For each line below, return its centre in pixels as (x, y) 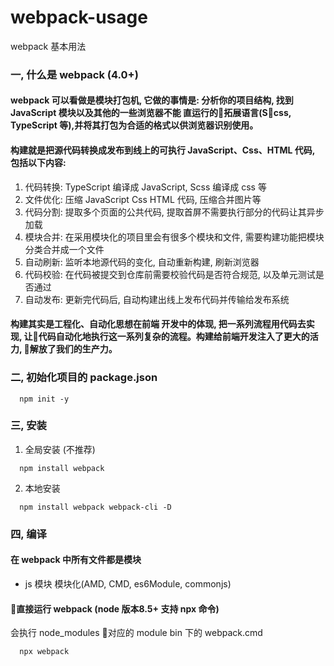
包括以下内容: (38, 163)
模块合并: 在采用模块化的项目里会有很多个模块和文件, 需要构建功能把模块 (174, 237)
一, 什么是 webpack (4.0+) (74, 74)
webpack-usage (79, 17)
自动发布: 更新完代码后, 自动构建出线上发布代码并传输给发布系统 (157, 299)
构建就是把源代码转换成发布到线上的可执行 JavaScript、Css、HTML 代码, (163, 150)
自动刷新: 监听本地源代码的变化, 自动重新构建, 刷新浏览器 (142, 262)
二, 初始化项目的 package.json (84, 378)
